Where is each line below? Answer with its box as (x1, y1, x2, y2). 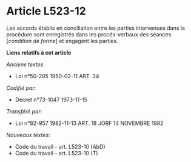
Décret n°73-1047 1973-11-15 (15, 96, 88, 103)
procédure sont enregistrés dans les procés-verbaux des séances (6, 30, 172, 38)
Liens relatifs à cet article (6, 49, 72, 56)
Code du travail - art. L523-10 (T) (15, 149, 98, 157)
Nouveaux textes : (6, 131, 50, 138)
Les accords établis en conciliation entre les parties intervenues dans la (6, 24, 185, 32)
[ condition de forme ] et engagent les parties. (6, 37, 118, 44)
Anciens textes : (6, 61, 45, 68)
